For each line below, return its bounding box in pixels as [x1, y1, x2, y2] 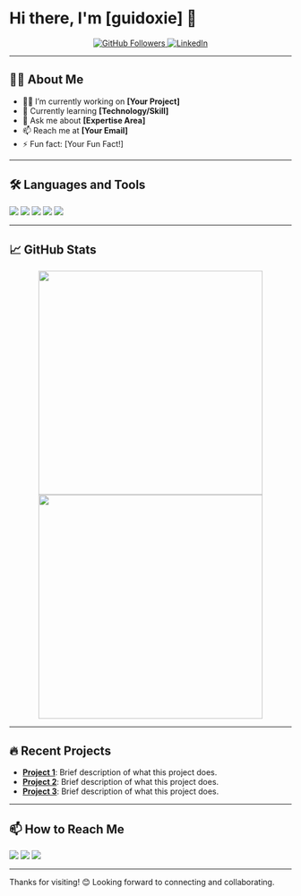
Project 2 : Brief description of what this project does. [21, 777, 219, 788]
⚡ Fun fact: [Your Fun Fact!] [21, 138, 124, 149]
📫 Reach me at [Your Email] [21, 125, 128, 135]
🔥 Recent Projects [9, 743, 112, 758]
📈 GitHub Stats [9, 242, 97, 257]
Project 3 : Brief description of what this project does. [21, 786, 219, 797]
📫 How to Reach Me [9, 822, 125, 837]
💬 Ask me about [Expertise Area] [21, 115, 146, 125]
